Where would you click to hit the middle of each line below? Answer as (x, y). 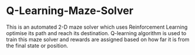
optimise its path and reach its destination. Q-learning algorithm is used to (96, 33)
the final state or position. (37, 46)
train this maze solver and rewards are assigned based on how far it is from (98, 39)
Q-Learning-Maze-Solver (70, 11)
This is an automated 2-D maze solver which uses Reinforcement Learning (97, 27)
